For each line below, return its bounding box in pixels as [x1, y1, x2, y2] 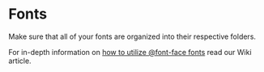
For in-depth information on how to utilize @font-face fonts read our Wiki [8, 47, 253, 57]
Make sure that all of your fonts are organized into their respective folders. [8, 32, 257, 41]
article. [8, 56, 32, 66]
